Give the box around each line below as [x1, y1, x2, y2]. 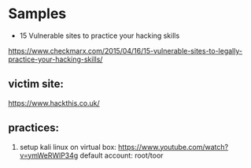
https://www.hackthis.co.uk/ [8, 98, 100, 107]
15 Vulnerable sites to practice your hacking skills [19, 31, 180, 40]
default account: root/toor [79, 151, 164, 160]
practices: [8, 121, 60, 135]
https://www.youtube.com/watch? [117, 142, 229, 151]
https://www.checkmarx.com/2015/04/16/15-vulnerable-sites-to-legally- [8, 46, 242, 55]
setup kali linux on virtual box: [19, 142, 116, 151]
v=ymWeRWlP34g [19, 151, 79, 160]
